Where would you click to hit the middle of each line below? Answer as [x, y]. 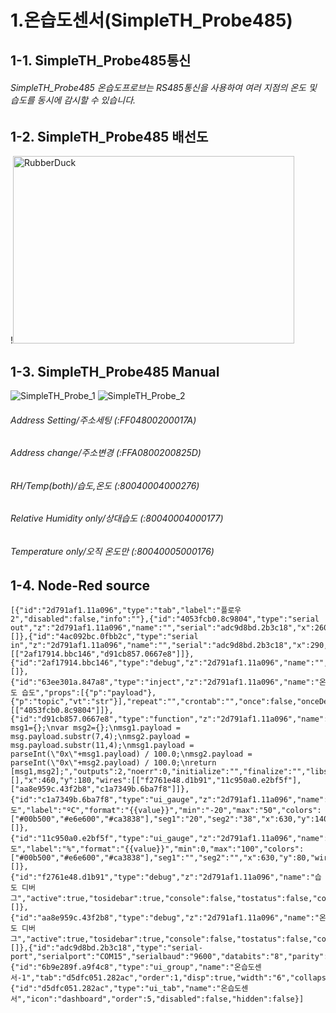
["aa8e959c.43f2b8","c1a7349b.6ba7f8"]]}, [100, 789]
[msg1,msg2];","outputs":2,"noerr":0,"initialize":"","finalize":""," [160, 772]
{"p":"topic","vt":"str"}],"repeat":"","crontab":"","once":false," [156, 702]
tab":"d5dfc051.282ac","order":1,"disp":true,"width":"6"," [167, 978]
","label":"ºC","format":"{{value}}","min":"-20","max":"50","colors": [169, 811]
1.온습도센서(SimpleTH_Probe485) [151, 20]
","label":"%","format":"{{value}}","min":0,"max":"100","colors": [160, 849]
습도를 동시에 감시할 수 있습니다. [73, 100]
